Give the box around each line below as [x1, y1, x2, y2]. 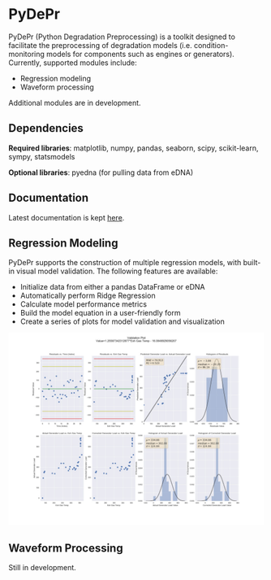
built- [243, 258, 261, 268]
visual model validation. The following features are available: [15, 266, 218, 277]
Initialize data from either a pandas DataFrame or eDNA [19, 282, 205, 292]
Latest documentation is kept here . [8, 212, 125, 222]
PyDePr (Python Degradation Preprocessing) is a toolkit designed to [8, 32, 235, 41]
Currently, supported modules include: [8, 58, 138, 68]
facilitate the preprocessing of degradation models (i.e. [8, 40, 192, 50]
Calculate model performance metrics [19, 299, 148, 309]
